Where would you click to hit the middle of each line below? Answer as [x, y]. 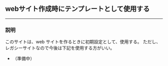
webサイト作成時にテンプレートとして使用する [77, 9]
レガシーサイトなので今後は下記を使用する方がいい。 [60, 48]
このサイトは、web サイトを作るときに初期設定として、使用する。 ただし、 [83, 42]
